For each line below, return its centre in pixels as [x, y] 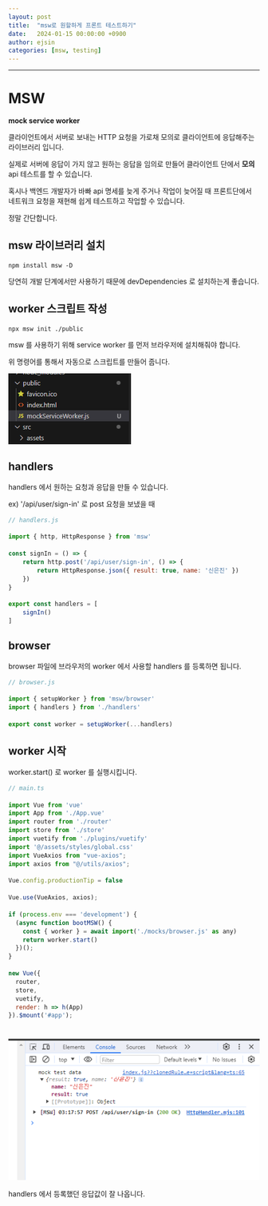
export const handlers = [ [53, 604]
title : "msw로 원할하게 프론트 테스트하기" [73, 25]
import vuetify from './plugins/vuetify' [78, 839]
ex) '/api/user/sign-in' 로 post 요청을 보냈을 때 [82, 504]
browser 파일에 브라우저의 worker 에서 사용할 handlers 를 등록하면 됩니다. [125, 666]
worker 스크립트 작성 [58, 309]
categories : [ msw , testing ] [55, 51]
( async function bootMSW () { [64, 922]
